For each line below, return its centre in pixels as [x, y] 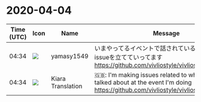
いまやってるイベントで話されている [145, 48]
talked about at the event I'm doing [143, 82]
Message [166, 33]
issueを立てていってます [128, 57]
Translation [66, 86]
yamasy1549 [69, 56]
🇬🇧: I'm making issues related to [141, 74]
